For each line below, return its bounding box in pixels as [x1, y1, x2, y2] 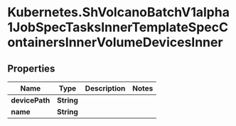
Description [85, 84, 126, 93]
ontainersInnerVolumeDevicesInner [7, 35, 223, 50]
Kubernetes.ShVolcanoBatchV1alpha [7, 4, 230, 21]
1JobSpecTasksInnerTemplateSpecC [7, 19, 229, 35]
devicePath [11, 96, 50, 105]
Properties [7, 62, 55, 74]
